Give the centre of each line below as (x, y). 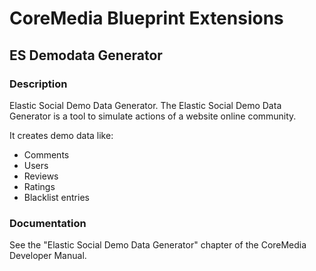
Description (38, 84)
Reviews (41, 176)
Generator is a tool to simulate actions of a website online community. (153, 116)
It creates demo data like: (61, 135)
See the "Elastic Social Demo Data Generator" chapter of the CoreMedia (158, 245)
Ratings (39, 186)
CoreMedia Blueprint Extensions (146, 18)
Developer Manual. (48, 256)
